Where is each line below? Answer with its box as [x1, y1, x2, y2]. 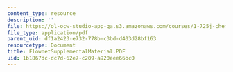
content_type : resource [7, 10, 76, 17]
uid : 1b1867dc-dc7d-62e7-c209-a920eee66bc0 [7, 55, 135, 62]
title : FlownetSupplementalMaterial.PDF [7, 49, 126, 56]
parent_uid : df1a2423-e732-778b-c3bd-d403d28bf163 [7, 36, 157, 43]
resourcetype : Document [7, 42, 76, 49]
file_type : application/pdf [7, 29, 89, 36]
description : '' [7, 16, 54, 23]
